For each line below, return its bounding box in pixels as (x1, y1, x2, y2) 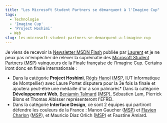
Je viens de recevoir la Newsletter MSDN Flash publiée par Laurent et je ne (5, 49, 160, 55)
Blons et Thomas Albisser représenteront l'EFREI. (12, 96, 114, 102)
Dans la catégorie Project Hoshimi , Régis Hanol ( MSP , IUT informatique (12, 75, 160, 81)
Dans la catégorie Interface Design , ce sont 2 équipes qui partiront (12, 101, 151, 107)
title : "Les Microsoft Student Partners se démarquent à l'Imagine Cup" (5, 7, 160, 13)
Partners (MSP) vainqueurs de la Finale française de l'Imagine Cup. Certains (5, 60, 162, 66)
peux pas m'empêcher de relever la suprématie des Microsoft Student (5, 54, 149, 60)
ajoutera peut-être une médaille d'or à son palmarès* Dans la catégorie (12, 85, 159, 91)
